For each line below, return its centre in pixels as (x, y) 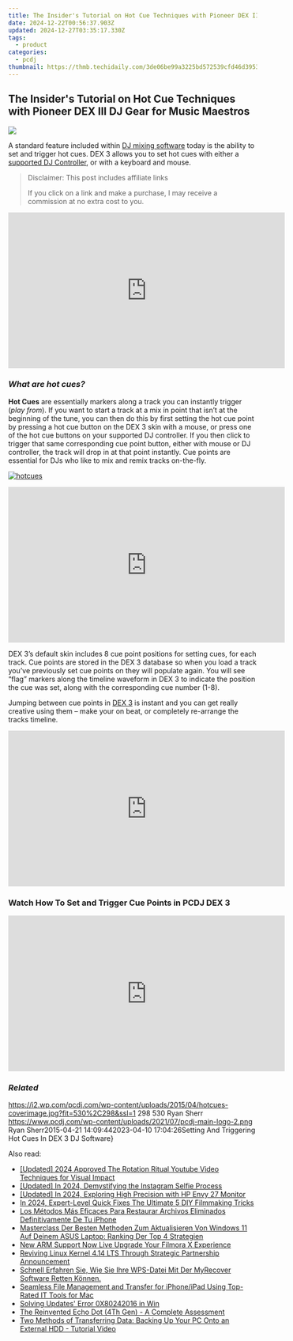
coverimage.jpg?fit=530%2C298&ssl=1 (72, 1113)
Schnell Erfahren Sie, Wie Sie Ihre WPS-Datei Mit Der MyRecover (125, 1270)
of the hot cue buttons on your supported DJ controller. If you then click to (129, 435)
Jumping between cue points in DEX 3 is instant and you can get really (123, 703)
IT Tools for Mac (67, 1295)
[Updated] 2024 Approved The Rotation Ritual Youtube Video (119, 1169)
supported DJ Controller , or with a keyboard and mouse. (100, 162)
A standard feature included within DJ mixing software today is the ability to (131, 145)
